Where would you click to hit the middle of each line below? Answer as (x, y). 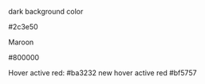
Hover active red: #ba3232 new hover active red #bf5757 (102, 73)
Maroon (21, 42)
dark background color (46, 11)
